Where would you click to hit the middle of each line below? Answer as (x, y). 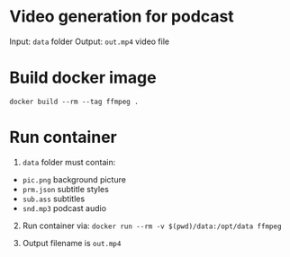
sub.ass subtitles (54, 199)
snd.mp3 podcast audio (64, 208)
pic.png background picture (74, 179)
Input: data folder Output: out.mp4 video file (89, 41)
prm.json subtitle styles (66, 189)
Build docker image (83, 78)
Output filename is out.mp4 (72, 243)
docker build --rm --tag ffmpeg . (74, 102)
